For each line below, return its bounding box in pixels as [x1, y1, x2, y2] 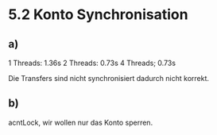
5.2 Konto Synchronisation [8, 6, 188, 24]
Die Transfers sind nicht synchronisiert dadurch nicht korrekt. [8, 74, 209, 83]
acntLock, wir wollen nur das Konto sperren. [8, 118, 153, 127]
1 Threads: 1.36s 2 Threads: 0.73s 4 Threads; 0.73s [8, 58, 176, 67]
